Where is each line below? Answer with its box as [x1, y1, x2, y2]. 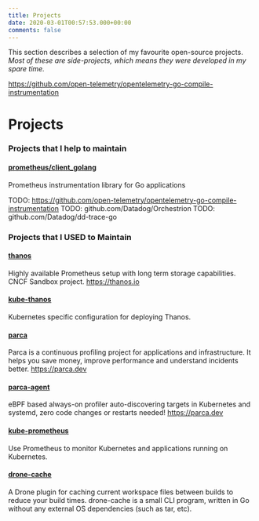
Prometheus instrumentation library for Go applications [8, 180, 186, 189]
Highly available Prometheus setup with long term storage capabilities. [8, 268, 236, 278]
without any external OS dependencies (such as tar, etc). [8, 504, 192, 513]
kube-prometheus [8, 426, 69, 435]
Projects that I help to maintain [8, 143, 127, 154]
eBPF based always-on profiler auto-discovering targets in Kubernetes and [8, 399, 251, 409]
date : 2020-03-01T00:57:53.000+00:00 [8, 19, 132, 27]
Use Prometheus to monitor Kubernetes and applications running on [8, 443, 228, 453]
